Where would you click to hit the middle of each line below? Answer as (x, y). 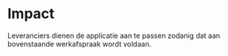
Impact (31, 14)
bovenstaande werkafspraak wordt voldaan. (79, 43)
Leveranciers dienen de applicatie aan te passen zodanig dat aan (114, 35)
